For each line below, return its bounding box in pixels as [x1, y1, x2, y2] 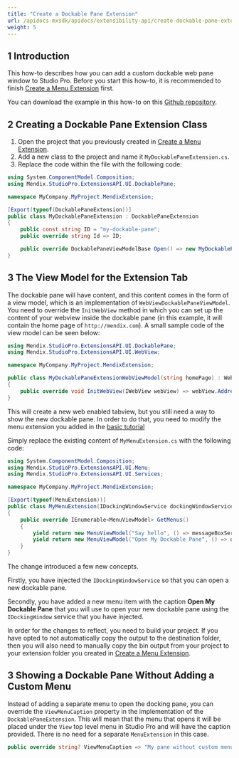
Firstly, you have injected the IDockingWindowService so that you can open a [7, 576, 229, 584]
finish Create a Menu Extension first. [7, 84, 115, 93]
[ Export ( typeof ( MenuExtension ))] [7, 496, 107, 504]
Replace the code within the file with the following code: [17, 160, 183, 168]
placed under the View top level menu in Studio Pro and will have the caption [7, 722, 231, 730]
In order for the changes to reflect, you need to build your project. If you [7, 626, 218, 635]
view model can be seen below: [7, 328, 100, 337]
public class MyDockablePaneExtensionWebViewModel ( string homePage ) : [7, 374, 221, 381]
